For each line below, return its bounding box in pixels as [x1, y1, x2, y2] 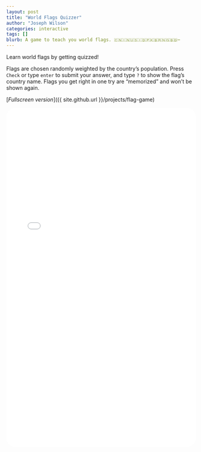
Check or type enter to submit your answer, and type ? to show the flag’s [6, 72, 185, 78]
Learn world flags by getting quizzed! [6, 54, 99, 60]
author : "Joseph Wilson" [6, 20, 69, 26]
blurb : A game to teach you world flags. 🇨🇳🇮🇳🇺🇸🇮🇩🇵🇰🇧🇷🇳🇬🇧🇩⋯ [6, 37, 181, 43]
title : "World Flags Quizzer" [6, 14, 82, 20]
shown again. [6, 84, 40, 91]
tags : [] [6, 31, 28, 37]
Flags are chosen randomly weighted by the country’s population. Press [6, 65, 184, 72]
